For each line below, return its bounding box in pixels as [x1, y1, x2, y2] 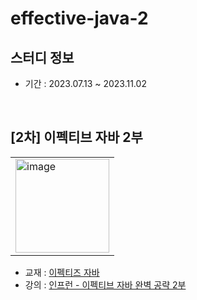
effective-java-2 [10, 7, 149, 30]
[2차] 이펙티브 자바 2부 [10, 129, 143, 146]
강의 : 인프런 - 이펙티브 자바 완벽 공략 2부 [24, 278, 187, 291]
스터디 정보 [10, 49, 75, 66]
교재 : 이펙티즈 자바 [24, 266, 100, 278]
